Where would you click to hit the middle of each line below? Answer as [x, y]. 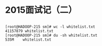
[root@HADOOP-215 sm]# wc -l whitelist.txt [50, 27]
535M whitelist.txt [28, 40]
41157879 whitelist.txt [29, 31]
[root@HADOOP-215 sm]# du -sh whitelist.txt [51, 35]
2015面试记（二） [41, 10]
